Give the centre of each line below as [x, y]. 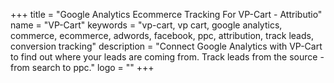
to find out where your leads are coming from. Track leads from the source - [167, 57]
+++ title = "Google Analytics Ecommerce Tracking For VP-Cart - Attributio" [166, 14]
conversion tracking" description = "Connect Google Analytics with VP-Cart [166, 46]
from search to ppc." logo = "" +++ [82, 67]
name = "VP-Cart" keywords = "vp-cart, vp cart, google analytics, [146, 25]
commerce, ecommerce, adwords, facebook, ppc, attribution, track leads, [162, 35]
